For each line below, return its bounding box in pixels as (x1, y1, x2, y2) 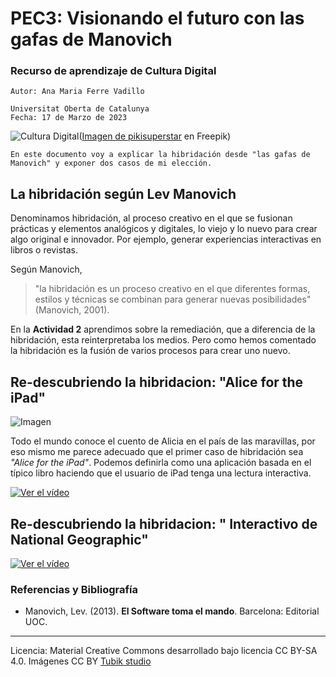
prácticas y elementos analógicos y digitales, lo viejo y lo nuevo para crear (10, 223, 318, 235)
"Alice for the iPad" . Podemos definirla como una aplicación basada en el (10, 457, 312, 469)
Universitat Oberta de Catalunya (10, 104, 150, 114)
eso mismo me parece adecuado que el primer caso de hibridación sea (10, 446, 304, 458)
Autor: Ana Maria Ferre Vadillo (10, 87, 145, 97)
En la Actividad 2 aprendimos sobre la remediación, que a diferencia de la (10, 323, 316, 336)
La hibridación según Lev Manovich (10, 185, 237, 202)
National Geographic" (10, 531, 149, 548)
